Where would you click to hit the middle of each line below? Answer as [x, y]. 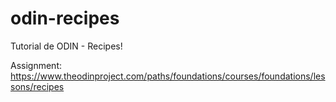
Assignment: [36, 65]
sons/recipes [37, 86]
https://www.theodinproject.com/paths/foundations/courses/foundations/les [168, 76]
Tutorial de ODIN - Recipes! [66, 46]
